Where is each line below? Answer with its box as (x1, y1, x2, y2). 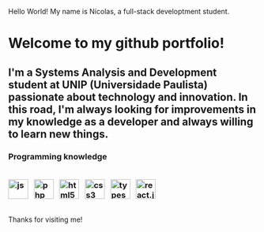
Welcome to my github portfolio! (8, 35, 225, 52)
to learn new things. (8, 127, 109, 140)
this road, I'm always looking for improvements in (8, 103, 257, 116)
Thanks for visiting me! (8, 215, 83, 224)
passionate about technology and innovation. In (8, 90, 248, 103)
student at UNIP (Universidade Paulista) (8, 78, 208, 92)
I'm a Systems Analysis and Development (8, 65, 217, 79)
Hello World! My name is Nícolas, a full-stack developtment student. (8, 7, 230, 16)
